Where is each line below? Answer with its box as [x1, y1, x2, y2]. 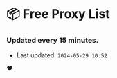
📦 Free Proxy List [6, 6, 110, 22]
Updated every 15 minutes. [6, 36, 99, 46]
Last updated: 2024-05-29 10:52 [16, 51, 108, 59]
